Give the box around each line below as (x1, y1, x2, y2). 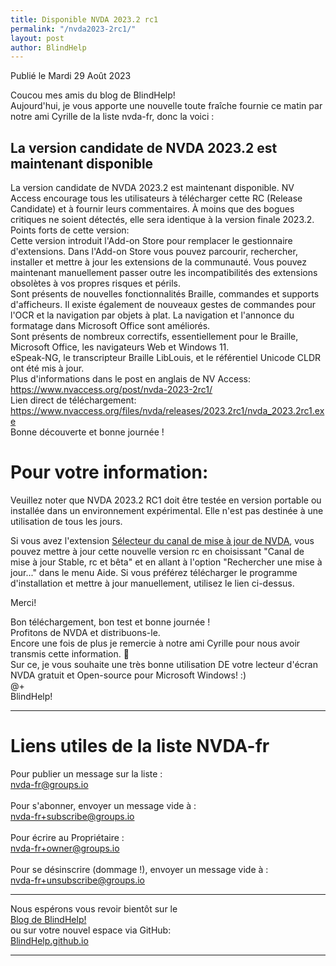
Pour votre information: (10, 461, 209, 484)
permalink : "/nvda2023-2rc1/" (10, 24, 137, 34)
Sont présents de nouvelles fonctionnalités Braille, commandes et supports (10, 288, 320, 300)
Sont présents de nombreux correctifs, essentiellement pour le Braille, (10, 331, 299, 343)
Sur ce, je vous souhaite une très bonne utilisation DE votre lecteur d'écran (10, 659, 318, 670)
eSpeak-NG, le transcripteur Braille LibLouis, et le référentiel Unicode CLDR (10, 352, 322, 364)
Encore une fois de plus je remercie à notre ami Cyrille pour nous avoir (10, 637, 301, 649)
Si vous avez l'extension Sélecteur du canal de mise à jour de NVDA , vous (10, 535, 315, 546)
